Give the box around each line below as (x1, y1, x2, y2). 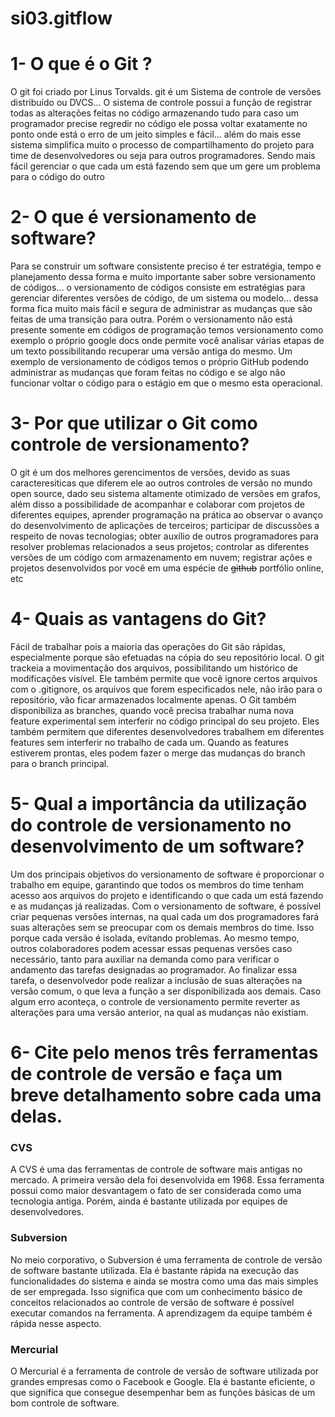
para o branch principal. (10, 757, 110, 769)
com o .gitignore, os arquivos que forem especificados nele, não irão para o (10, 683, 323, 695)
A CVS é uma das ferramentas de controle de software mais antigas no (10, 1163, 303, 1176)
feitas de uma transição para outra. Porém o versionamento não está (10, 313, 293, 326)
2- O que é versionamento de (10, 206, 257, 229)
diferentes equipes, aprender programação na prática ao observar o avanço (10, 509, 323, 521)
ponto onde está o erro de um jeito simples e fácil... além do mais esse (10, 128, 302, 141)
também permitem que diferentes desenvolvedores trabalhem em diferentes (10, 725, 325, 737)
